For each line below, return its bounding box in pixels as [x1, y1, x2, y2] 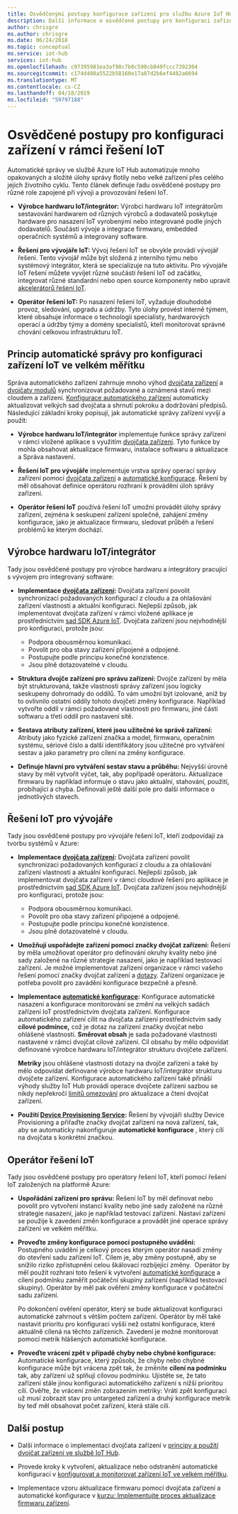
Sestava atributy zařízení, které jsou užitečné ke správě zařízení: [17, 726, 212, 734]
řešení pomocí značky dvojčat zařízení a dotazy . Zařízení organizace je [17, 971, 225, 979]
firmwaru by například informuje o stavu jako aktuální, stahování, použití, [17, 777, 229, 785]
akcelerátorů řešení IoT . [17, 284, 87, 292]
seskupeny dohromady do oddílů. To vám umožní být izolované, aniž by [17, 689, 227, 697]
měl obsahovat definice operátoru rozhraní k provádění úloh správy [17, 481, 215, 490]
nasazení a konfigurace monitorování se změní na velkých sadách [17, 1000, 210, 1009]
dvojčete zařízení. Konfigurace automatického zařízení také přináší [17, 1074, 212, 1083]
